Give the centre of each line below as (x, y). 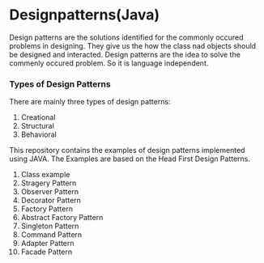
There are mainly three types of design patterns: (90, 102)
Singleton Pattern (50, 226)
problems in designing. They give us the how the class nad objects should (133, 45)
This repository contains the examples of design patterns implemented (127, 151)
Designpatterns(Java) (85, 15)
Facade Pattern (46, 252)
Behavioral (39, 134)
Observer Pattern (50, 192)
